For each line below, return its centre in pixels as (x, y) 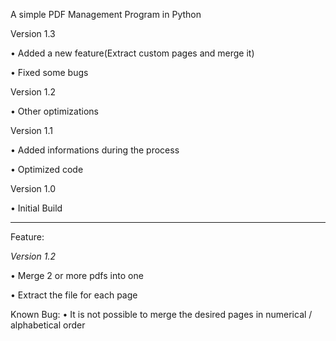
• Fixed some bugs (49, 72)
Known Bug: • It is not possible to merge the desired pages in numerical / (161, 314)
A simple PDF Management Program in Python (106, 14)
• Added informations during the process (95, 150)
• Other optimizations (54, 111)
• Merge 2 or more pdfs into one (77, 275)
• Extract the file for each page (74, 295)
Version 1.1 (31, 130)
